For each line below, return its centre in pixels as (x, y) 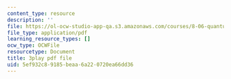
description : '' (30, 20)
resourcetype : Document (41, 52)
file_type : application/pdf (47, 33)
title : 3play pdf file (40, 58)
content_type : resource (41, 13)
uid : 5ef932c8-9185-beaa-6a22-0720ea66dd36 (70, 65)
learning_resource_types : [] (49, 39)
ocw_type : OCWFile (33, 45)
